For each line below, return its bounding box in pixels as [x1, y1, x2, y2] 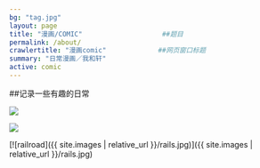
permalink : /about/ [9, 37, 82, 47]
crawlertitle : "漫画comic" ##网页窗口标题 [9, 46, 207, 55]
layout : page [9, 21, 58, 30]
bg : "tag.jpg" [9, 12, 62, 22]
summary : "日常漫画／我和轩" [9, 54, 107, 63]
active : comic [9, 63, 62, 72]
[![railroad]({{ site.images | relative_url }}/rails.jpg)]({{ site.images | [9, 139, 254, 149]
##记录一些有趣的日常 [9, 88, 90, 99]
